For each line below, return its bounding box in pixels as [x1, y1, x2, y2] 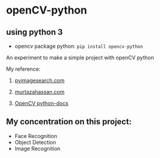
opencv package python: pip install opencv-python [14, 42, 143, 50]
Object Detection [14, 139, 56, 146]
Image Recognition [14, 145, 61, 152]
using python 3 [6, 27, 63, 37]
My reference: [6, 65, 41, 73]
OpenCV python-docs [14, 100, 69, 107]
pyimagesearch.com [14, 77, 65, 84]
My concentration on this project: [6, 117, 132, 127]
